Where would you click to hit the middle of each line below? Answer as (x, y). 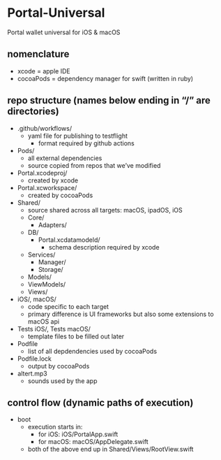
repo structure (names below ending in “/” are (109, 100)
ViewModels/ (47, 284)
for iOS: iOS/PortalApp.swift (78, 434)
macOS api (44, 321)
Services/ (41, 254)
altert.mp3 (32, 373)
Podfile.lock (35, 359)
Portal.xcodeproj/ (42, 173)
